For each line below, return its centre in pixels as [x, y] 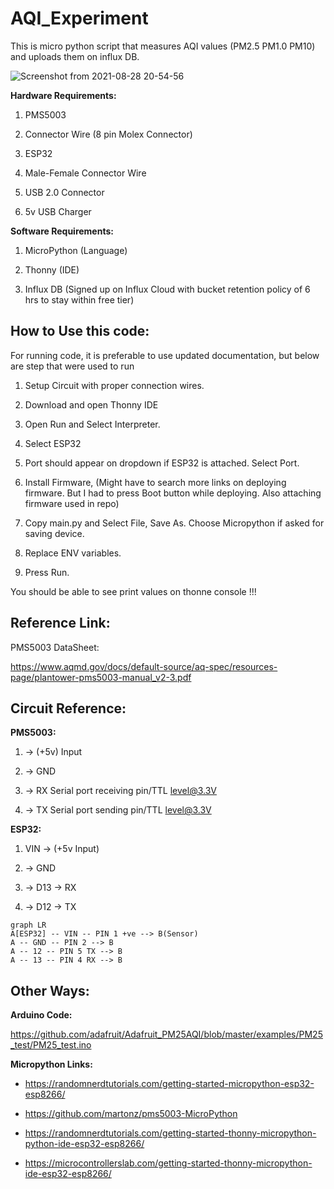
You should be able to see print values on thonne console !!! [133, 591]
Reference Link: [60, 623]
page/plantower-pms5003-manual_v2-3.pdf [101, 677]
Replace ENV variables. [73, 553]
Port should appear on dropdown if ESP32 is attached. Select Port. [162, 463]
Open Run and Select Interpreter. [92, 424]
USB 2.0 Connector [64, 192]
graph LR [28, 925]
